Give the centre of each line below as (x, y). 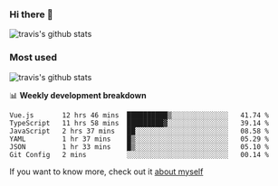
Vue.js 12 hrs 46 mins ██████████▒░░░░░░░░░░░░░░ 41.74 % (139, 115)
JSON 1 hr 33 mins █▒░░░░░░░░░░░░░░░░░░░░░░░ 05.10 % (139, 147)
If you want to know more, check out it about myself (106, 172)
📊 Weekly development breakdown (78, 95)
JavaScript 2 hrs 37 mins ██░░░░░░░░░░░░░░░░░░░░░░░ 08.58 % (139, 131)
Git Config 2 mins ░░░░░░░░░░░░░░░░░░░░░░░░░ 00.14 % (139, 154)
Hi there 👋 (32, 14)
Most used (33, 58)
